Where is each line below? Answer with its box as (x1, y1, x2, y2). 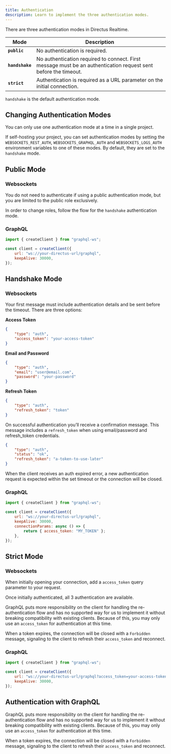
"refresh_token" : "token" (14, 407, 70, 412)
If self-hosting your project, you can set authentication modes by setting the (5, 134, 165, 140)
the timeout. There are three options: (5, 307, 82, 313)
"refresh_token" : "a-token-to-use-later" (14, 456, 103, 462)
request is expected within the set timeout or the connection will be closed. (5, 476, 163, 482)
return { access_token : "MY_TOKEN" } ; (23, 528, 106, 533)
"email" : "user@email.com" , (14, 370, 74, 375)
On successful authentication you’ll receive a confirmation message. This (5, 422, 159, 428)
